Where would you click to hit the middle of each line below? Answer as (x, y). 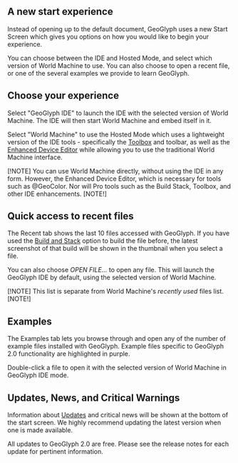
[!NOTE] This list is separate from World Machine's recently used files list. (116, 292)
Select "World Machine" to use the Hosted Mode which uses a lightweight (116, 134)
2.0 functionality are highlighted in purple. (69, 354)
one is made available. (40, 430)
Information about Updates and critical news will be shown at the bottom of (118, 415)
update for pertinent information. (55, 452)
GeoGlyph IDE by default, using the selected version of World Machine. (112, 277)
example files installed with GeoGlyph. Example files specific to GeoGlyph (116, 347)
